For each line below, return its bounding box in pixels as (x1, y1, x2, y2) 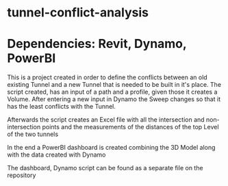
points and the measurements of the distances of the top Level (42, 123, 219, 131)
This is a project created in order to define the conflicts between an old (7, 73, 207, 81)
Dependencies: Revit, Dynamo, (7, 36, 187, 52)
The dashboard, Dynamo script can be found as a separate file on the (7, 164, 203, 172)
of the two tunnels (7, 130, 59, 138)
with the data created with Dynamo (7, 150, 106, 159)
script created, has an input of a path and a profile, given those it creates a (7, 88, 218, 96)
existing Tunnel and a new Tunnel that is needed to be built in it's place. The (7, 81, 221, 89)
